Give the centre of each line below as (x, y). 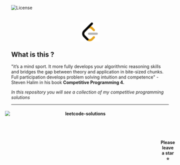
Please (168, 142)
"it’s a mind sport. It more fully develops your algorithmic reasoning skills (86, 66)
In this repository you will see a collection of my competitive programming (87, 92)
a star (168, 153)
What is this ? (33, 54)
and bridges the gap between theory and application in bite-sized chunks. (87, 72)
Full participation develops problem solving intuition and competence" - (85, 77)
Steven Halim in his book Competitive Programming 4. (68, 82)
